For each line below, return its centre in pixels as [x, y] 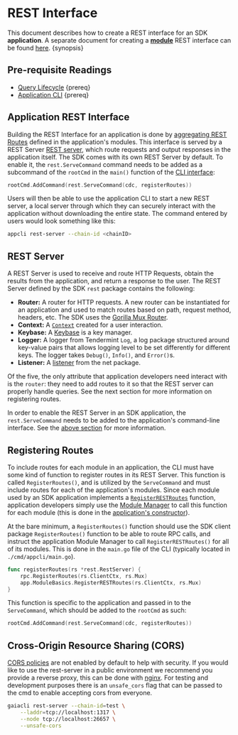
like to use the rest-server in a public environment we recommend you [110, 670]
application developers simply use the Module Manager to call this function [117, 505]
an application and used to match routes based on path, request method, [124, 310]
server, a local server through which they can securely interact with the [112, 206]
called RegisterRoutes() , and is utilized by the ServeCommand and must [109, 482]
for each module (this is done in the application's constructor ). [99, 512]
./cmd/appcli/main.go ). [42, 556]
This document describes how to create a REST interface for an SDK [108, 33]
